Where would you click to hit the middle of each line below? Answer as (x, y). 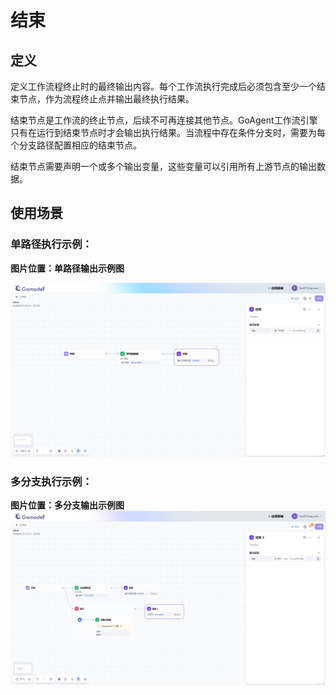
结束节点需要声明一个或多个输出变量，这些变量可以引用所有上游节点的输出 (163, 166)
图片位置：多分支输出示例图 (67, 505)
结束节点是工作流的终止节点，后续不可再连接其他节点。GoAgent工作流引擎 (164, 120)
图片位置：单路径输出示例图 (67, 268)
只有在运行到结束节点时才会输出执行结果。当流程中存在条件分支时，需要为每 (168, 132)
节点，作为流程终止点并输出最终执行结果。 (106, 99)
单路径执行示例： (51, 244)
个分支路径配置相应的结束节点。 (76, 145)
